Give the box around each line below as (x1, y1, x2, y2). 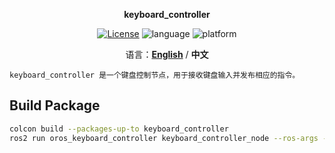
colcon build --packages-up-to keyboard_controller (9, 124, 229, 134)
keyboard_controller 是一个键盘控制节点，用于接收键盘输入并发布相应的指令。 (9, 70, 301, 80)
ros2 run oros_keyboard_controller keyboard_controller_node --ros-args (9, 133, 319, 143)
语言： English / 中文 (125, 49, 209, 60)
